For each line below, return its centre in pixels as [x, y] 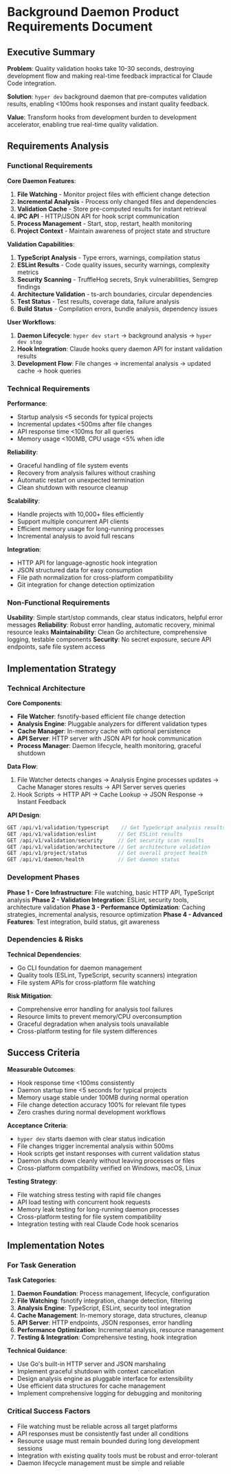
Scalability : [23, 501]
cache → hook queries [49, 371]
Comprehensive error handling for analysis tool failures [95, 1009]
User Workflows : [32, 322]
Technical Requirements [49, 388]
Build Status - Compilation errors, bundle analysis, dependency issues [117, 309]
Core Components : [35, 703]
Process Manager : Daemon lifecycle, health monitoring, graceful [109, 745]
